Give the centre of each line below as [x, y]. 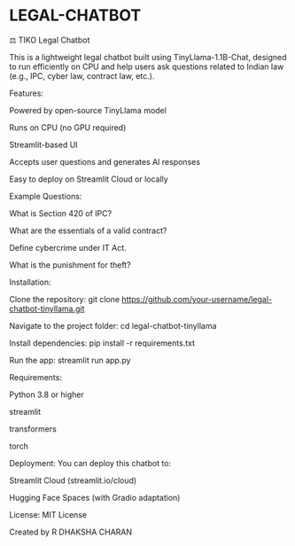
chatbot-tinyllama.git [47, 308]
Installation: [30, 282]
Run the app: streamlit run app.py [70, 360]
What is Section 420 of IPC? [61, 213]
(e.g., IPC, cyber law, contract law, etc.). [82, 75]
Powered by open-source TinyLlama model [88, 110]
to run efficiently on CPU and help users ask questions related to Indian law [147, 66]
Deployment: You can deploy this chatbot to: [90, 463]
